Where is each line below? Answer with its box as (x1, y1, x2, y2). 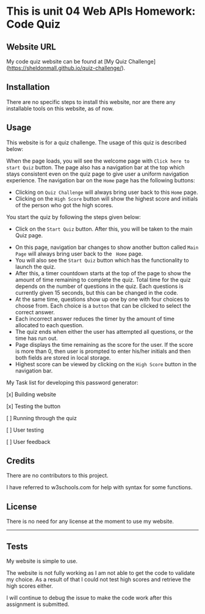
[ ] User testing (6, 426, 45, 434)
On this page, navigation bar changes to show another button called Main (15, 243, 199, 251)
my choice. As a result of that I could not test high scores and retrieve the (6, 576, 191, 583)
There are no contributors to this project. (6, 472, 109, 479)
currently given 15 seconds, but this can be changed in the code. (15, 289, 179, 296)
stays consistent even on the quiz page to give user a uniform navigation (6, 170, 189, 177)
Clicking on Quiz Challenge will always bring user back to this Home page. (15, 188, 198, 196)
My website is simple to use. (6, 558, 78, 565)
